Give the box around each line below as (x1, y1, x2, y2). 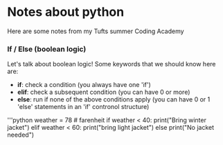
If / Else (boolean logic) (7, 44, 87, 54)
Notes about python (7, 4, 125, 20)
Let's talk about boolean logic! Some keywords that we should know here (7, 60, 216, 68)
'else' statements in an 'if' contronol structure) (17, 103, 150, 111)
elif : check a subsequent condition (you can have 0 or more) (17, 88, 190, 97)
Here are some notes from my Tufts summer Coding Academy (7, 27, 185, 35)
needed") (7, 130, 35, 139)
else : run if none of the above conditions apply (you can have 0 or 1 (17, 95, 211, 104)
